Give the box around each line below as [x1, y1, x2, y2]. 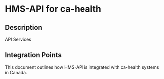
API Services [5, 36, 31, 42]
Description [5, 23, 42, 32]
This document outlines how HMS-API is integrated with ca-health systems [5, 64, 159, 70]
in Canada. [5, 69, 27, 75]
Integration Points [5, 51, 62, 59]
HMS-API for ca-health [5, 3, 102, 15]
